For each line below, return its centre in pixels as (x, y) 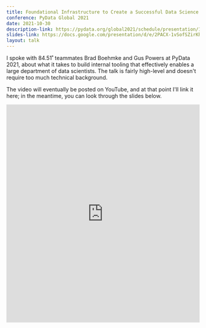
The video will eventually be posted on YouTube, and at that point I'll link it (100, 89)
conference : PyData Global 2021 (48, 18)
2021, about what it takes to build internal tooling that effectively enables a (100, 64)
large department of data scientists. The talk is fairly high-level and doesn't (101, 71)
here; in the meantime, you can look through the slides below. (84, 96)
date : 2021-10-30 (29, 23)
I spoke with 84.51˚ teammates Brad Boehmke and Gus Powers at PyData (98, 58)
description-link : (30, 29)
